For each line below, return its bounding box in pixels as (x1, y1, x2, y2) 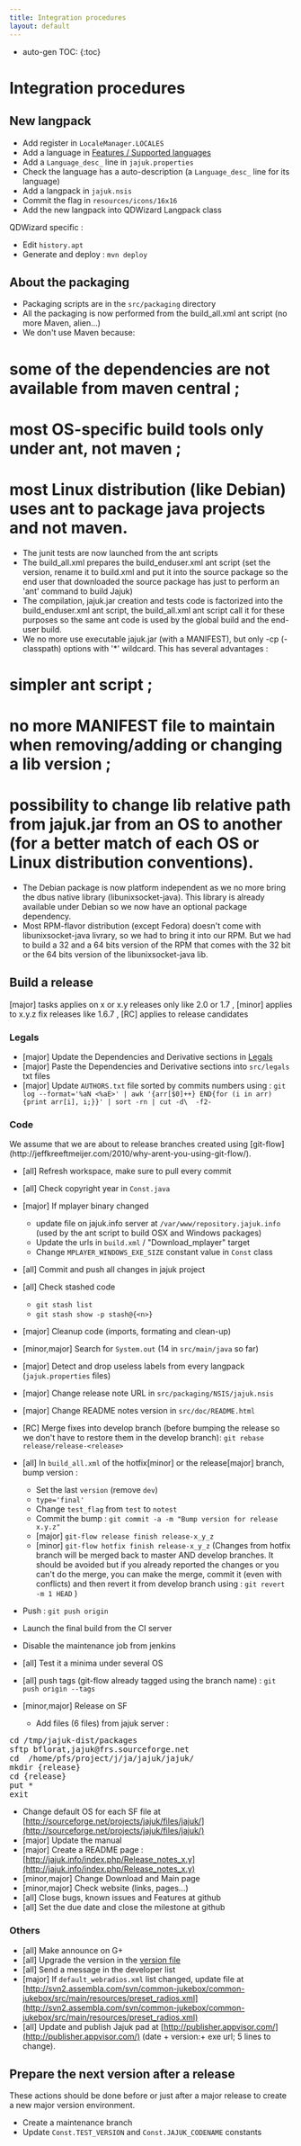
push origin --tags (22, 1684, 96, 1694)
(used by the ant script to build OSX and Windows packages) (35, 1227, 262, 1238)
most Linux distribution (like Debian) (9, 479, 287, 499)
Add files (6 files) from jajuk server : (35, 1718, 169, 1728)
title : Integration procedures (9, 13, 127, 22)
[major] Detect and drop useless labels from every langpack (22, 1360, 245, 1372)
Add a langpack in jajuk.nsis (22, 185, 132, 196)
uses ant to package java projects (9, 498, 266, 518)
